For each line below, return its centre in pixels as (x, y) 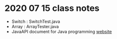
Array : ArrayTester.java (35, 26)
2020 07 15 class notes (52, 8)
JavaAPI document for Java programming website (62, 31)
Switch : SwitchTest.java (36, 21)
